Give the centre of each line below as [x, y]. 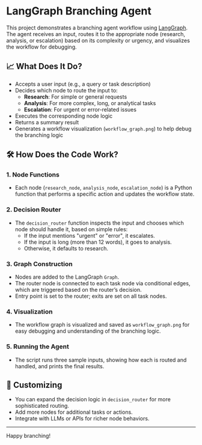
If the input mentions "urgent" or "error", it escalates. [89, 235]
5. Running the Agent [38, 347]
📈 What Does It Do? [44, 66]
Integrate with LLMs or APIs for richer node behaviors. [82, 419]
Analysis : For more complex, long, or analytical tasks [90, 103]
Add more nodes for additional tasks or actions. [74, 412]
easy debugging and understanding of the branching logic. [88, 331]
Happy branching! [29, 436]
